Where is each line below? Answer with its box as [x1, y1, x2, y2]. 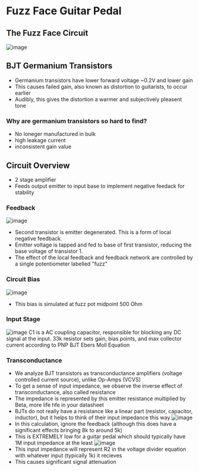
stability [14, 189, 34, 196]
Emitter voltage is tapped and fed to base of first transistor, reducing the [14, 241, 192, 248]
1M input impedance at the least [14, 439, 93, 447]
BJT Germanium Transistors [6, 61, 113, 71]
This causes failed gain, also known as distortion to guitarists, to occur [14, 83, 188, 90]
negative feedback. [14, 235, 62, 242]
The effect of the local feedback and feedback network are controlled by [14, 254, 193, 261]
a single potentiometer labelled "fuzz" [14, 260, 108, 267]
